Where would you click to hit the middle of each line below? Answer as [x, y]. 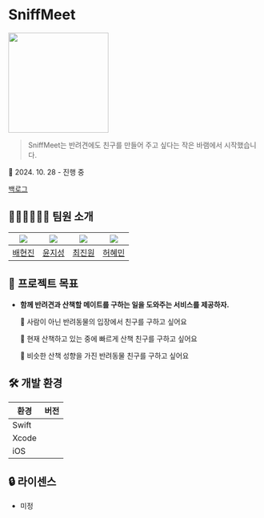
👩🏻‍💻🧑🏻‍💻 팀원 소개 [51, 217]
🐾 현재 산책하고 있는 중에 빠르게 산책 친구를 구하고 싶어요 [108, 339]
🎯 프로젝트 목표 [43, 284]
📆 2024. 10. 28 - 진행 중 [46, 172]
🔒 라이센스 [32, 482]
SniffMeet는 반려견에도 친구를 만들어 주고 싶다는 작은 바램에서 [125, 145]
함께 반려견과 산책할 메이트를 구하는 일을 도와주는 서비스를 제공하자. [124, 304]
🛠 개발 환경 [35, 383]
